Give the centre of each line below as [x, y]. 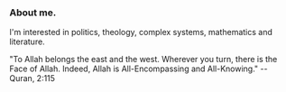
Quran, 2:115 [32, 78]
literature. [27, 41]
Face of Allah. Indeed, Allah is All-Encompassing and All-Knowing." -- [138, 69]
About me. [33, 13]
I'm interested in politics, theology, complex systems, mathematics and [141, 32]
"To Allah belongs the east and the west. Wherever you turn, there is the [143, 60]
